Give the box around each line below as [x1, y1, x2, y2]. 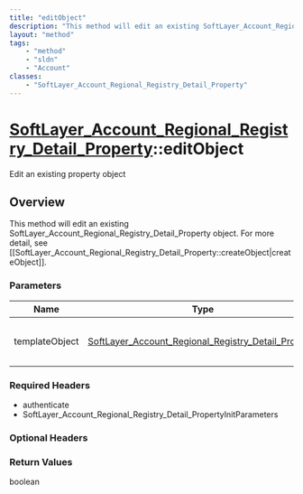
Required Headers [9, 378, 90, 391]
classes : [9, 72, 42, 81]
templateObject [14, 335, 79, 348]
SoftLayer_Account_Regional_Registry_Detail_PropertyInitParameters [22, 408, 279, 420]
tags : [9, 38, 30, 48]
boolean [9, 476, 41, 488]
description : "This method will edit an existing [9, 22, 200, 31]
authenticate [22, 399, 69, 410]
